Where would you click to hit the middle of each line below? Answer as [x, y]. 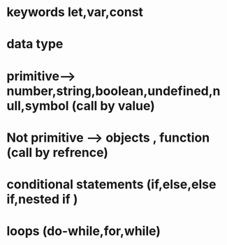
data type [35, 44]
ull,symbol [38, 106]
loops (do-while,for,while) [84, 231]
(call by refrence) [58, 153]
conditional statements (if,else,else [111, 184]
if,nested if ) [42, 199]
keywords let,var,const [75, 12]
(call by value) [113, 106]
